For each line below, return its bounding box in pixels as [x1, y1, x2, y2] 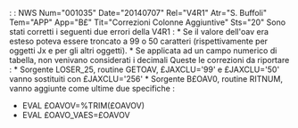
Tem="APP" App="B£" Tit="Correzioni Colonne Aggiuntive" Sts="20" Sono [9, 17, 286, 28]
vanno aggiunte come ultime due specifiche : [9, 84, 176, 93]
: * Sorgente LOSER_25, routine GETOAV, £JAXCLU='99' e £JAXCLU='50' [9, 64, 280, 75]
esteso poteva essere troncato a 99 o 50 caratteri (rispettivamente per [9, 36, 269, 46]
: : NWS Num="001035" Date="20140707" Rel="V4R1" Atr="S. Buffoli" [9, 8, 268, 18]
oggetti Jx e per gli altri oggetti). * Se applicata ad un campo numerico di [9, 45, 277, 56]
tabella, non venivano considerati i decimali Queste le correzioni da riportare [9, 55, 290, 65]
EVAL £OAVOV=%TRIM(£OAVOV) [21, 100, 145, 110]
